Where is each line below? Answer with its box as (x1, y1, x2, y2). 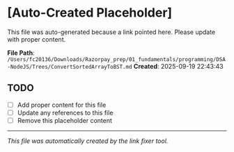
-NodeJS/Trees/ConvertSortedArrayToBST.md (7, 63, 132, 70)
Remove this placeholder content (17, 116, 113, 124)
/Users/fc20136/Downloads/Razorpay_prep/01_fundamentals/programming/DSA (7, 56, 226, 63)
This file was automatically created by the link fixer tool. (7, 137, 169, 145)
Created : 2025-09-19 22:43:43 (133, 62, 224, 70)
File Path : (7, 49, 35, 57)
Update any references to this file (17, 108, 114, 117)
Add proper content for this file (17, 101, 107, 109)
